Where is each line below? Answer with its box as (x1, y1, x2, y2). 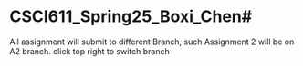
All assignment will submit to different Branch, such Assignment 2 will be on (9, 36, 295, 47)
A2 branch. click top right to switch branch (9, 45, 171, 56)
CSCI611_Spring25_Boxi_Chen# (9, 6, 253, 27)
